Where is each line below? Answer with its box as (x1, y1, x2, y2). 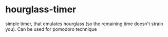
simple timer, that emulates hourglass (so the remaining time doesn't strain (5, 21, 163, 27)
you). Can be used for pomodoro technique (5, 26, 97, 32)
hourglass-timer (5, 4, 77, 15)
